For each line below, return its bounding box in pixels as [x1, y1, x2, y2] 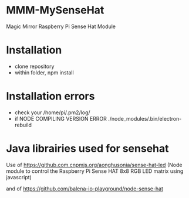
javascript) [6, 173, 32, 180]
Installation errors [6, 90, 95, 103]
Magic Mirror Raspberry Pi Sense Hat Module [6, 23, 116, 30]
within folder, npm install [14, 69, 75, 76]
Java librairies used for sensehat [6, 142, 169, 155]
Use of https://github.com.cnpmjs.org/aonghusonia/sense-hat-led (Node [6, 161, 183, 168]
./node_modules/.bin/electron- [108, 115, 182, 122]
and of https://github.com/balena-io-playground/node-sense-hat [6, 185, 163, 192]
